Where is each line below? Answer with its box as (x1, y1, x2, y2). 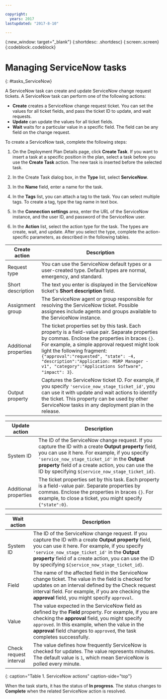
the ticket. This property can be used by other (41, 395, 148, 402)
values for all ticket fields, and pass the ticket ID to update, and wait (12, 108, 151, 114)
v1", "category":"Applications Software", (41, 364, 144, 369)
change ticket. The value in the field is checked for (33, 576, 151, 583)
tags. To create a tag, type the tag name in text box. (12, 199, 118, 205)
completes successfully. (33, 634, 90, 641)
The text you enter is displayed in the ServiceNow (41, 281, 158, 288)
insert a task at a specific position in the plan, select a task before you (12, 154, 156, 160)
